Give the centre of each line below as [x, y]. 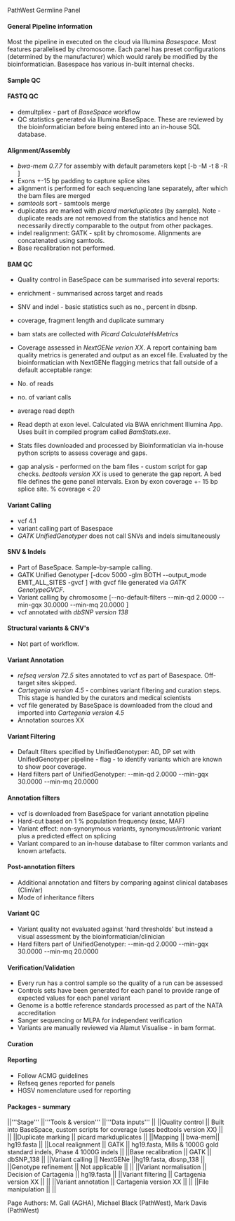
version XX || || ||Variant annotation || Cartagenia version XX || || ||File [108, 1182]
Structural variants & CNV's [48, 628]
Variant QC [23, 913]
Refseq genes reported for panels [66, 1083]
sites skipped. [56, 683]
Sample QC [24, 80]
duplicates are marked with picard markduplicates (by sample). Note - [119, 211]
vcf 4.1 [27, 521]
